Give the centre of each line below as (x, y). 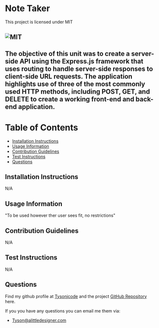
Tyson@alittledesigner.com (39, 320)
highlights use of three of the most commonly (75, 84)
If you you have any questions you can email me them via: (63, 311)
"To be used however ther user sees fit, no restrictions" (60, 215)
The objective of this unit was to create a (67, 54)
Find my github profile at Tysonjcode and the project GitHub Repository (76, 296)
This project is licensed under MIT (39, 22)
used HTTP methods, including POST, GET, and (78, 91)
